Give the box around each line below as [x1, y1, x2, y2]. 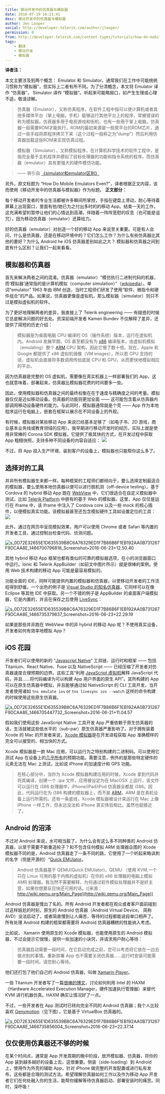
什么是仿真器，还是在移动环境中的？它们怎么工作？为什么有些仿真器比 [13, 232, 156, 239]
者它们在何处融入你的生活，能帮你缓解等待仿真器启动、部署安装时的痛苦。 [5, 1078, 156, 1084]
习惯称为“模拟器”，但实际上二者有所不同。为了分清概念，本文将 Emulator [5, 84, 153, 90]
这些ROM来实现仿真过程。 [34, 137, 88, 143]
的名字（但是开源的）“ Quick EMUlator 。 [5, 856, 86, 862]
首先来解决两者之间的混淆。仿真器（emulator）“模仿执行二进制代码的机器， [5, 274, 159, 280]
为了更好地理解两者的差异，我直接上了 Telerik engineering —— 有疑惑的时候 [5, 309, 160, 315]
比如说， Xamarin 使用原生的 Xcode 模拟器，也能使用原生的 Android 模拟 [5, 930, 153, 936]
